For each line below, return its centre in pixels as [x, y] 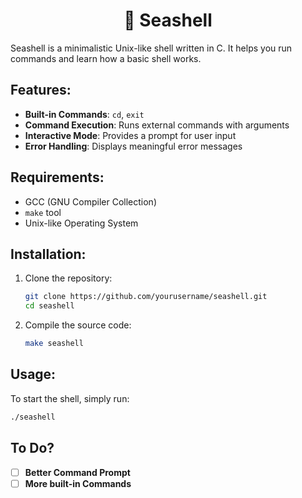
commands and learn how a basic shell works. [106, 58]
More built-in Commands [78, 483]
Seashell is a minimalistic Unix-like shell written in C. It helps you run [151, 48]
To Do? [32, 448]
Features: [41, 90]
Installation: [48, 254]
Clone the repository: [68, 278]
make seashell [54, 344]
